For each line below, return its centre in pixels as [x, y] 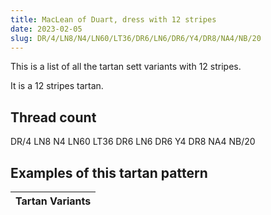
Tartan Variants [53, 201]
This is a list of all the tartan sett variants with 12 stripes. [126, 67]
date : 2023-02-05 [46, 29]
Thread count [53, 117]
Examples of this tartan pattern [109, 172]
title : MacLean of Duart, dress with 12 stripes [113, 19]
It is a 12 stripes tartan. [57, 86]
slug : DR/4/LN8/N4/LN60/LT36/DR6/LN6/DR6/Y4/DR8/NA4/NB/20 [136, 38]
